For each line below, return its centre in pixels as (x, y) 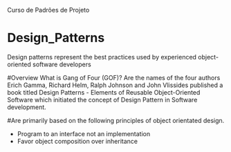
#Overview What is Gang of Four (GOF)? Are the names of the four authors (114, 77)
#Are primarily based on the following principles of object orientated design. (116, 120)
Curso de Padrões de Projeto (48, 10)
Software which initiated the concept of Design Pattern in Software (102, 99)
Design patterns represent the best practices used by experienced (102, 57)
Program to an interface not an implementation (84, 133)
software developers (62, 64)
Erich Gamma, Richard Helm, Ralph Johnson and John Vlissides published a (115, 85)
